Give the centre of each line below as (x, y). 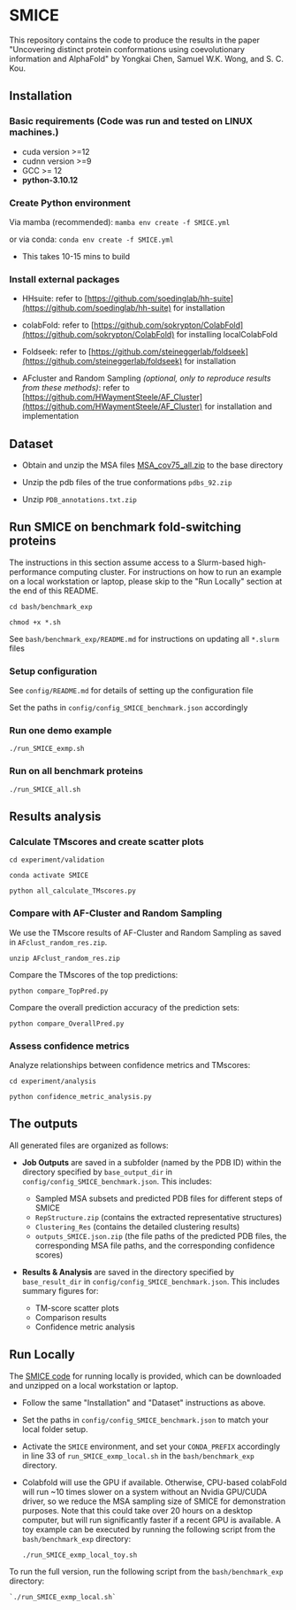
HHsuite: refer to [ (55, 298)
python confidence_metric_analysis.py (80, 1097)
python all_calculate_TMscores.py (73, 891)
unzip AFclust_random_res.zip (65, 958)
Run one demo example (61, 731)
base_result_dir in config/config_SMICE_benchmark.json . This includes (151, 1281)
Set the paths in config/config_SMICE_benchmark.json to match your (145, 1420)
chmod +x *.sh (35, 622)
